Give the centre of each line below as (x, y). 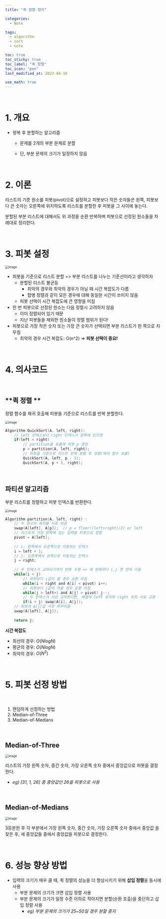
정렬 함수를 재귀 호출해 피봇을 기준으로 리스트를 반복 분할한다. (65, 413)
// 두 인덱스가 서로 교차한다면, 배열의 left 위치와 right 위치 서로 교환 (89, 597)
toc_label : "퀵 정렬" (26, 64)
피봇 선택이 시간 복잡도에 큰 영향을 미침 (57, 301)
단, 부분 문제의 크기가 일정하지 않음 (54, 153)
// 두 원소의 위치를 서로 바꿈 (41, 524)
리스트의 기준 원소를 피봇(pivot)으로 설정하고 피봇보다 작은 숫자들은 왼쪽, (75, 200)
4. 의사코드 (27, 370)
